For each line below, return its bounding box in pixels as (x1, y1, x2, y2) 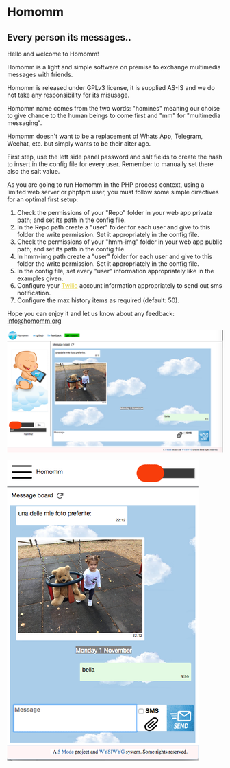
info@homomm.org (7, 317, 62, 325)
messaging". (7, 119, 42, 127)
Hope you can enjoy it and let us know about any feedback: (7, 310, 175, 317)
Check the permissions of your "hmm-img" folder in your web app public (16, 238, 223, 246)
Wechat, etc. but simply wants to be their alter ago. (7, 139, 151, 148)
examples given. (16, 274, 64, 282)
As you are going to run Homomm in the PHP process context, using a (7, 181, 205, 189)
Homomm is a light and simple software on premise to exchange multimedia (7, 63, 221, 71)
